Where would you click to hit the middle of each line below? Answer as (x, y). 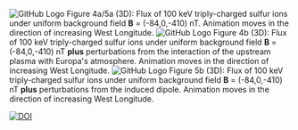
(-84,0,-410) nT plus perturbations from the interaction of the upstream (140, 52)
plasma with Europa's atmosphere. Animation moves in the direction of (139, 61)
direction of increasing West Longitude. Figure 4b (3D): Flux (148, 32)
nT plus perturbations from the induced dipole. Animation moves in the (140, 89)
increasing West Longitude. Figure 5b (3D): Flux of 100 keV (146, 70)
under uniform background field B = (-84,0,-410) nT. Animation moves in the (149, 23)
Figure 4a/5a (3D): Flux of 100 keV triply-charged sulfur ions (177, 14)
